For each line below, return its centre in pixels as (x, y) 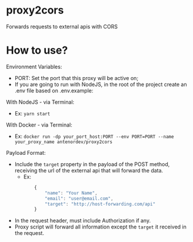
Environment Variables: (34, 67)
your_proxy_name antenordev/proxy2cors (64, 142)
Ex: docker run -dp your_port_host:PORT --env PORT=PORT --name (94, 136)
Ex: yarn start (32, 113)
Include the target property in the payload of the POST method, (92, 164)
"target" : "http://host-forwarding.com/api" (100, 204)
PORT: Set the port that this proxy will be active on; (76, 78)
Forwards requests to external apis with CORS (62, 26)
